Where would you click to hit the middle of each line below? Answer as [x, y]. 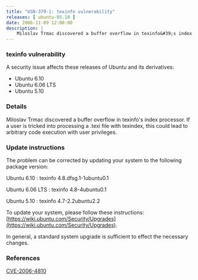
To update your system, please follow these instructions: [75, 213]
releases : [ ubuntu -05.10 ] [41, 17]
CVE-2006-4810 [26, 271]
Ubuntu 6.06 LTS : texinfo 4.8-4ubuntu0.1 [56, 189]
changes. [17, 243]
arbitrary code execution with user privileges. [62, 132]
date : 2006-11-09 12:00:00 [39, 22]
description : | [25, 28]
